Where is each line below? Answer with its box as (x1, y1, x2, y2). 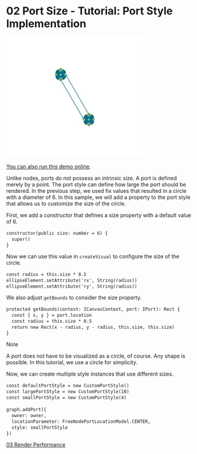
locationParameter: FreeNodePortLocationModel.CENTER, (11, 418, 151, 425)
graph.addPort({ (6, 406, 47, 413)
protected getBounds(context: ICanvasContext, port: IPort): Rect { (6, 306, 180, 312)
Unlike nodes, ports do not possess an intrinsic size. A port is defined (6, 174, 177, 181)
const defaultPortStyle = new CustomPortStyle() (6, 382, 130, 389)
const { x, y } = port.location (11, 312, 93, 318)
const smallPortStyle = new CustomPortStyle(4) (6, 394, 127, 401)
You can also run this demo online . (6, 163, 91, 170)
